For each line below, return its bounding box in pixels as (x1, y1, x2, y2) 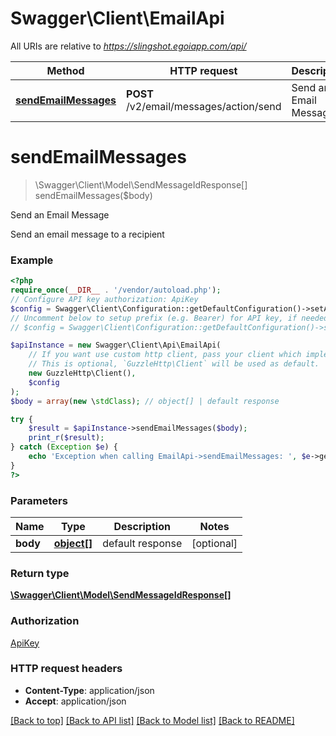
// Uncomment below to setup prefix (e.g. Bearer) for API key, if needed (10, 313, 329, 323)
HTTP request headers (10, 662, 123, 676)
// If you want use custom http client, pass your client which (28, 350, 302, 360)
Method (46, 63, 85, 77)
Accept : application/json (24, 695, 127, 707)
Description (113, 519, 171, 533)
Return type (10, 566, 70, 580)
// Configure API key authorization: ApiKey (10, 294, 199, 304)
